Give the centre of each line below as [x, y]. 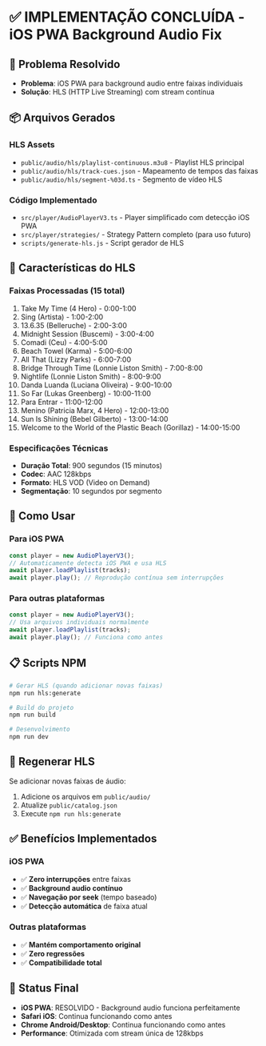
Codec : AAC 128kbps [56, 474]
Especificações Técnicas [59, 448]
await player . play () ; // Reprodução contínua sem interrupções [117, 578]
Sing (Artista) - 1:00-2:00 [62, 317]
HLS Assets [32, 145]
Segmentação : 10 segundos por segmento [91, 491]
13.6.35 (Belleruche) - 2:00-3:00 [73, 325]
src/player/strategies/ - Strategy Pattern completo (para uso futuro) [135, 234]
